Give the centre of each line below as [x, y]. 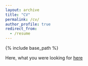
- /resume [20, 34]
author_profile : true [28, 24]
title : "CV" [18, 15]
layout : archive [22, 10]
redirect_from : [21, 29]
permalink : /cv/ [22, 19]
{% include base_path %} [32, 48]
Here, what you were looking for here [44, 58]
